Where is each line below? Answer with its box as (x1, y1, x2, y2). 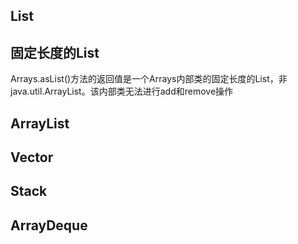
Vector (10, 149, 54, 166)
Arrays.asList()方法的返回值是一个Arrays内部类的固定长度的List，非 (10, 73, 288, 85)
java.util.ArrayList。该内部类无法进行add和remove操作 (10, 85, 234, 98)
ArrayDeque (10, 217, 88, 234)
